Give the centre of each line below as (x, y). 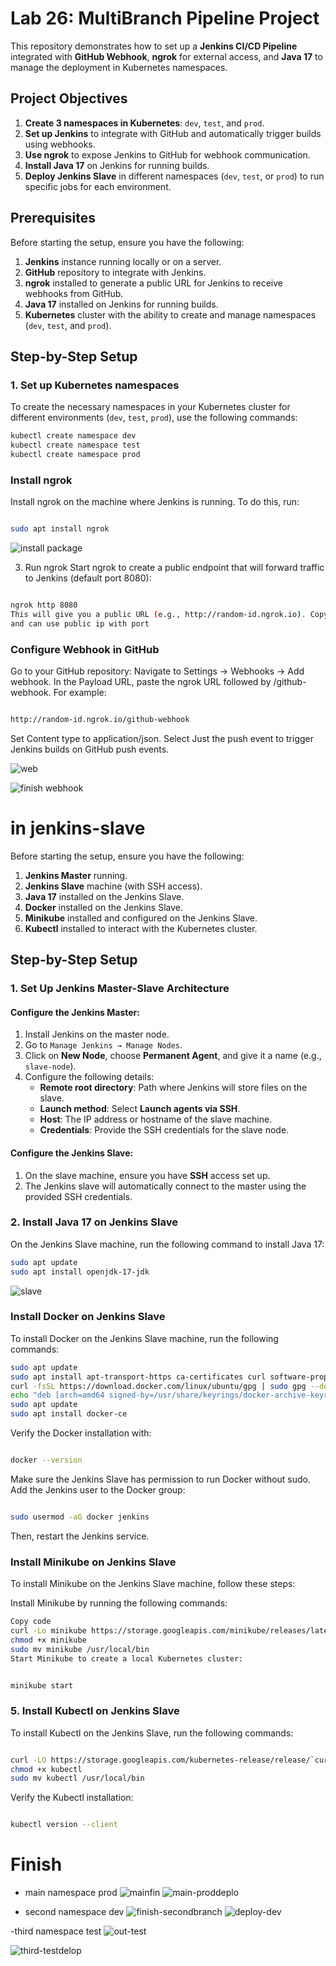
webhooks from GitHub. (74, 293)
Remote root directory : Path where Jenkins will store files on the (173, 1088)
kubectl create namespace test (75, 445)
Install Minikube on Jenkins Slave (93, 1562)
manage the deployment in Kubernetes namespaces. (119, 67)
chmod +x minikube (48, 1640)
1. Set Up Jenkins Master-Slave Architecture (120, 989)
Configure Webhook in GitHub (85, 649)
